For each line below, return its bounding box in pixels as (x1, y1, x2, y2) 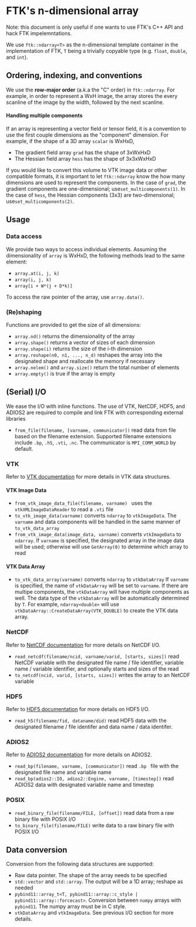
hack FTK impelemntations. (6, 29, 72, 36)
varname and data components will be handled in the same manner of (14, 518, 181, 526)
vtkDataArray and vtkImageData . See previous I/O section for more (14, 909, 174, 916)
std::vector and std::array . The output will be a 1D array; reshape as (14, 878, 183, 885)
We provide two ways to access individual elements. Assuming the (6, 245, 167, 253)
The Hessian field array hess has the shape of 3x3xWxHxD (14, 155, 156, 162)
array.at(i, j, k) (14, 270, 60, 276)
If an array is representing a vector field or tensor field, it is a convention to (6, 125, 187, 132)
